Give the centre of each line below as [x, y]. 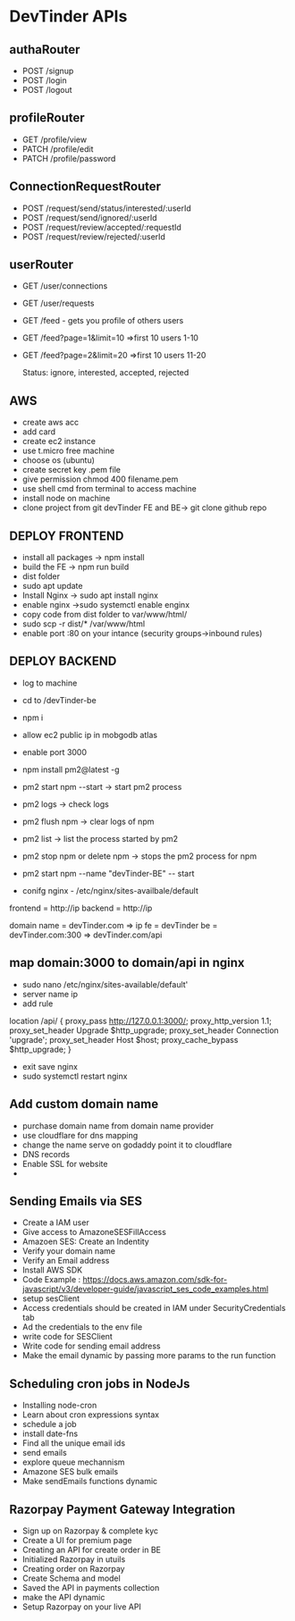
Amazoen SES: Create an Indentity [85, 1242]
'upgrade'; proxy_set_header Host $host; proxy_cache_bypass [124, 1039]
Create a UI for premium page [77, 1540]
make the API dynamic [63, 1597]
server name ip [50, 994]
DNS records [46, 1154]
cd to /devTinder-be [59, 700]
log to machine [50, 683]
